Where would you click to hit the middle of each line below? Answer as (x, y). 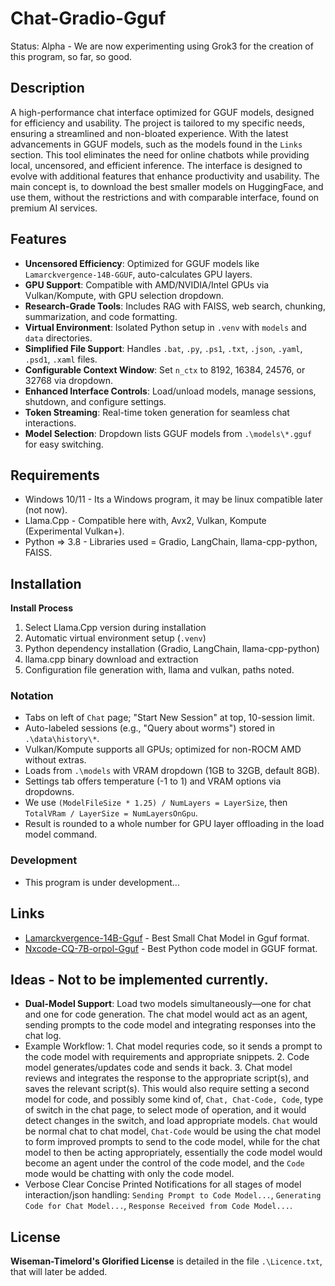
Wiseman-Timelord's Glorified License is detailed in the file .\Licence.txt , (166, 1261)
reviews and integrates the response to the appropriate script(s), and (167, 1078)
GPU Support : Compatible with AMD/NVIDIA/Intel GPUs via (147, 284)
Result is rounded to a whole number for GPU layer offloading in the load (174, 824)
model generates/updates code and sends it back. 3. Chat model (158, 1068)
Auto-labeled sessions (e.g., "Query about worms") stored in (150, 728)
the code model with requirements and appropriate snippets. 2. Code (167, 1057)
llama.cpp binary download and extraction (111, 659)
